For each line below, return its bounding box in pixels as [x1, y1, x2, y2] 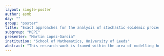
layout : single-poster [5, 7, 51, 12]
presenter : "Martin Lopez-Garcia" [5, 35, 76, 39]
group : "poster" [5, 20, 38, 26]
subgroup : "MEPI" [5, 30, 41, 35]
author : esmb [5, 12, 32, 17]
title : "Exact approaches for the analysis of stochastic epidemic [5, 25, 145, 30]
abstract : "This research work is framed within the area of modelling [5, 43, 154, 48]
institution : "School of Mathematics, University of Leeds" [5, 39, 130, 44]
